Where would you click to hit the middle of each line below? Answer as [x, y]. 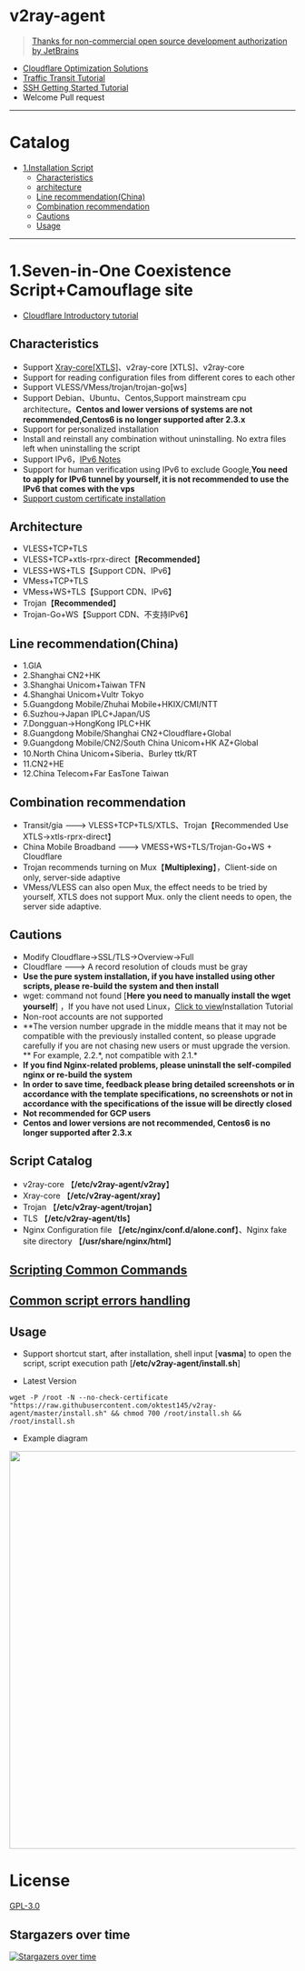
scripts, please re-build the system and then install [121, 985]
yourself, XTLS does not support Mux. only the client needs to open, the [157, 897]
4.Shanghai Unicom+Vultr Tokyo [83, 695]
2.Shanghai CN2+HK [62, 675]
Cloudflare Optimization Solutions [85, 68]
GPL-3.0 [25, 1906]
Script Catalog [51, 1161]
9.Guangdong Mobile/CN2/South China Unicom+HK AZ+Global [140, 743]
